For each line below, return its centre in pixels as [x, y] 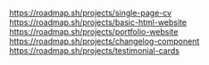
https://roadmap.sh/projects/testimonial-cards [95, 51]
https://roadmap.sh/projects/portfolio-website [94, 32]
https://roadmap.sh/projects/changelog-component [104, 41]
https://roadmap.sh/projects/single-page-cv [91, 13]
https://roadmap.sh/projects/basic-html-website [98, 22]
